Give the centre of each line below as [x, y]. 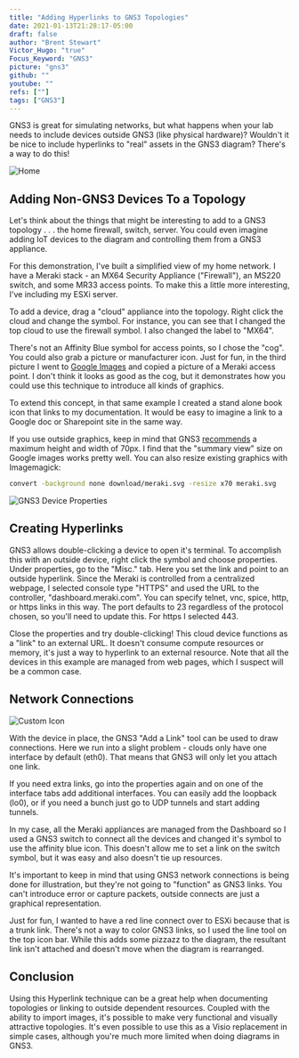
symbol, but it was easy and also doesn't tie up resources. [116, 857]
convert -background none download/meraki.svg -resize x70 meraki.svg [143, 484]
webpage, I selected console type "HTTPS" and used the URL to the [134, 587]
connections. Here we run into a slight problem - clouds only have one [138, 747]
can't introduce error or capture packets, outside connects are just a [134, 893]
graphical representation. [56, 903]
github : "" [29, 76]
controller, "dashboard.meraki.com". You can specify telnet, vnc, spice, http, [149, 597]
